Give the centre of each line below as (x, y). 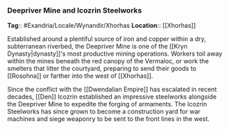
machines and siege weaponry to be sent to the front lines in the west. (109, 119)
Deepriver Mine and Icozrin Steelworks (75, 10)
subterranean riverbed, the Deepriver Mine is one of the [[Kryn (97, 47)
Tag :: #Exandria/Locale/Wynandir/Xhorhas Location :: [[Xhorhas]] (102, 26)
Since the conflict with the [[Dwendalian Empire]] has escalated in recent (112, 90)
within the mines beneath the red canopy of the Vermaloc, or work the (108, 61)
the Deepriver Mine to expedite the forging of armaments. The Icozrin (107, 104)
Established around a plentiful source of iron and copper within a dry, (107, 39)
